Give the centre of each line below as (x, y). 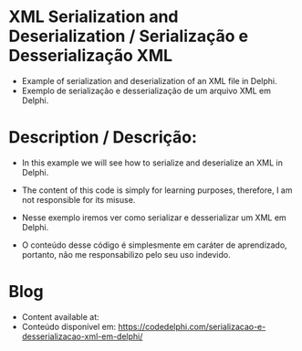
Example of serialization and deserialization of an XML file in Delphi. (149, 80)
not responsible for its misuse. (78, 199)
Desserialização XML (91, 56)
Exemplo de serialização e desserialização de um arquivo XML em (146, 90)
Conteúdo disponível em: (69, 326)
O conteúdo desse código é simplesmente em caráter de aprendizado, (155, 245)
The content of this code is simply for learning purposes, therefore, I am (157, 190)
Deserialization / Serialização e (129, 36)
